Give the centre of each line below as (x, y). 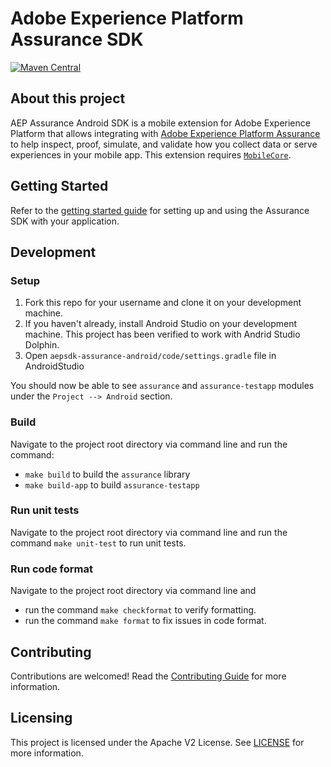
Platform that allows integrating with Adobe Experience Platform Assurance (165, 133)
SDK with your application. (65, 221)
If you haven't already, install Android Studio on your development (161, 324)
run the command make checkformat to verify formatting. (140, 610)
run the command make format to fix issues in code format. (145, 621)
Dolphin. (42, 345)
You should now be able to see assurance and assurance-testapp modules (162, 386)
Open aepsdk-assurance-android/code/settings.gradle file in (150, 356)
